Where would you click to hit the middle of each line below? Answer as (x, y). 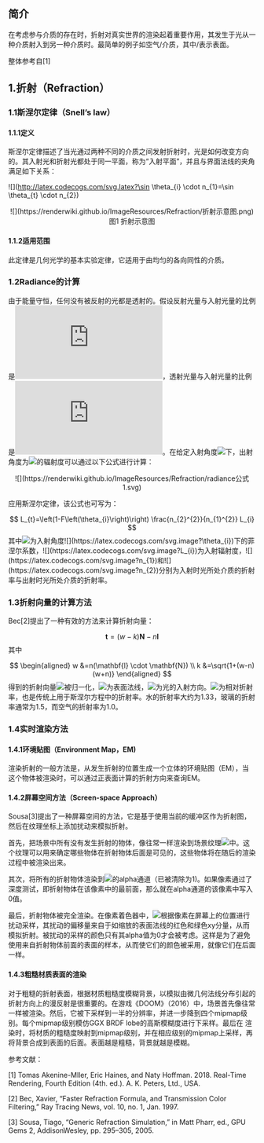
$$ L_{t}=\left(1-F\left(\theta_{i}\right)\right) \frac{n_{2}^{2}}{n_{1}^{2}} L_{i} (132, 519)
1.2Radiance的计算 (44, 282)
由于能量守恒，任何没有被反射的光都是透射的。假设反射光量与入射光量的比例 (132, 300)
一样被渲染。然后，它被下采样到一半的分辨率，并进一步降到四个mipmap (125, 1013)
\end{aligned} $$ (144, 674)
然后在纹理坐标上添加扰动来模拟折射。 (70, 826)
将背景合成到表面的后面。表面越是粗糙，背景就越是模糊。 (101, 1042)
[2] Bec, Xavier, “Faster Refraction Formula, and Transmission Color (117, 1098)
